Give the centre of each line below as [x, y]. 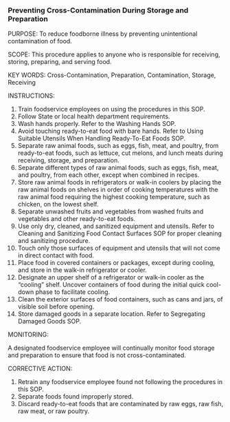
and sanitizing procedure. [54, 241]
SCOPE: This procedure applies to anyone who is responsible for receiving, [114, 54]
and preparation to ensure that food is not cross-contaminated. [97, 355]
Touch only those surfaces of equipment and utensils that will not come [119, 248]
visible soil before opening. [56, 307]
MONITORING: [28, 335]
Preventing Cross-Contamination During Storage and [98, 10]
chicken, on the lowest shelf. [58, 204]
